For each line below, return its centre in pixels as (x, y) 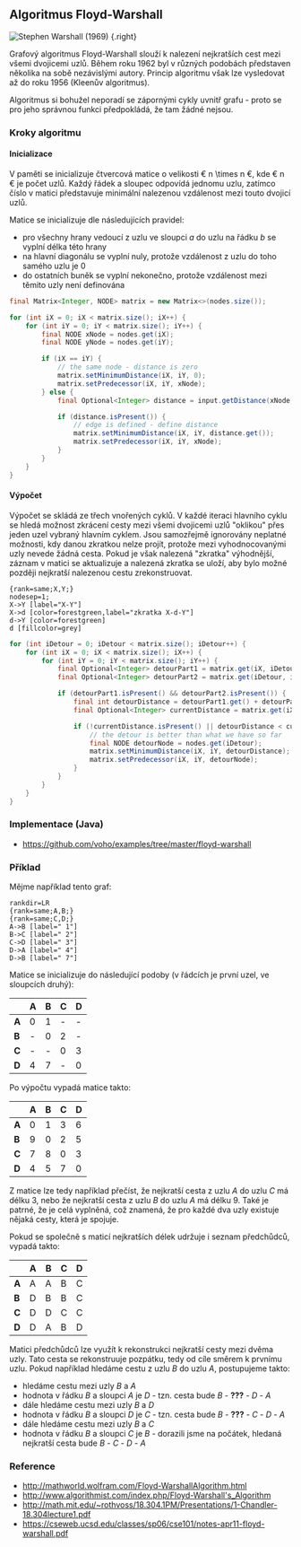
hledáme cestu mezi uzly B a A (79, 1386)
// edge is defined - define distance (146, 425)
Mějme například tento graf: (60, 887)
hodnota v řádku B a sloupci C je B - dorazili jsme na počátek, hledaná (152, 1434)
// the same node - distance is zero (128, 367)
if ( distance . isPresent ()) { (112, 416)
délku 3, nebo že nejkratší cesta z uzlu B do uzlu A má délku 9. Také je (139, 1201)
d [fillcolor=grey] (46, 628)
